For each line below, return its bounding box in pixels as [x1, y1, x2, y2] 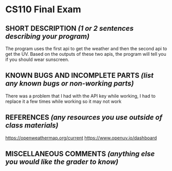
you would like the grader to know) [5, 158, 119, 166]
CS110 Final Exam [5, 4, 81, 15]
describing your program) [5, 32, 90, 40]
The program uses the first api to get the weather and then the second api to [5, 46, 167, 52]
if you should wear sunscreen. [5, 56, 69, 62]
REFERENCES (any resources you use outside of [5, 113, 163, 122]
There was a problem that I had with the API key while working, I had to [5, 93, 156, 99]
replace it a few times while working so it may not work [5, 98, 122, 104]
